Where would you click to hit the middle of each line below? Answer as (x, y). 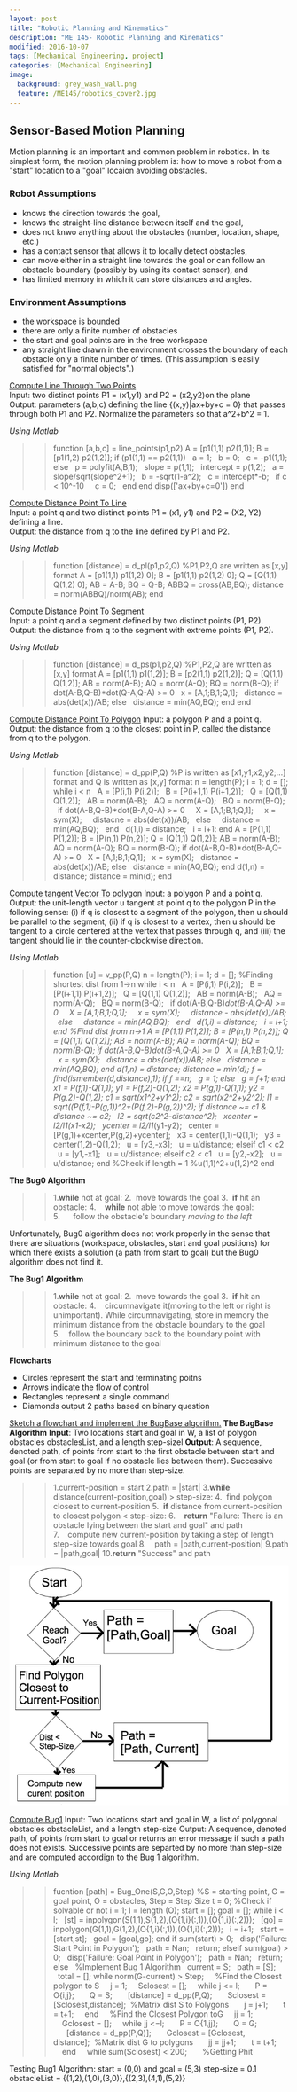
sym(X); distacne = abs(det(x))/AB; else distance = (157, 819)
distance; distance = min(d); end (113, 876)
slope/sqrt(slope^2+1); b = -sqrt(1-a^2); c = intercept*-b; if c (170, 477)
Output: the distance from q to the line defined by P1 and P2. (120, 531)
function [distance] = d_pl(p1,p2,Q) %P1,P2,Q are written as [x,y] (171, 566)
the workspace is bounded (71, 321)
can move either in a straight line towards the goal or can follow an (144, 260)
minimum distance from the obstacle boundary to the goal (159, 1325)
